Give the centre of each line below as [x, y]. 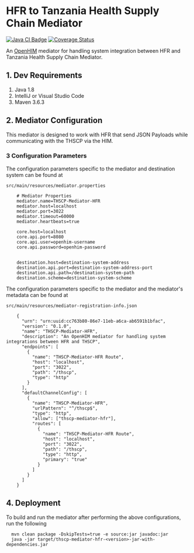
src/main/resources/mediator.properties [56, 186]
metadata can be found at [37, 295]
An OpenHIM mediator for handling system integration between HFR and [93, 50]
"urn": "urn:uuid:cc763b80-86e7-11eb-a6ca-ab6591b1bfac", [93, 321]
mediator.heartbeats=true [48, 221]
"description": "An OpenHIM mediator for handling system [93, 336]
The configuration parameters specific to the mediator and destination [91, 169]
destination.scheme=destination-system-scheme [74, 278]
